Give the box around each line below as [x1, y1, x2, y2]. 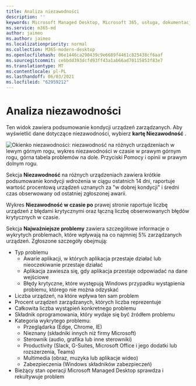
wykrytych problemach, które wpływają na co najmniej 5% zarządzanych [6, 231, 182, 238]
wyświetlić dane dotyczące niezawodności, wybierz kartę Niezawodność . [6, 130, 187, 137]
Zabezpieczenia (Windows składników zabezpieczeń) [23, 360, 152, 367]
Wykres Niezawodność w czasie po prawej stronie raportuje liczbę [6, 201, 168, 208]
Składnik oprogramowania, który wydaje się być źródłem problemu [14, 311, 175, 318]
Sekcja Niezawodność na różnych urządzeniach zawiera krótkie [6, 171, 161, 178]
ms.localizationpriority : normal [6, 42, 87, 47]
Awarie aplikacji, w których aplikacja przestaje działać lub [23, 255, 162, 262]
